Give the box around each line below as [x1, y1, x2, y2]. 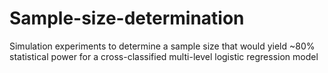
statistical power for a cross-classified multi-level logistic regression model [9, 50, 319, 62]
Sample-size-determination [9, 7, 245, 30]
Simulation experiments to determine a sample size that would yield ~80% [9, 40, 316, 52]
